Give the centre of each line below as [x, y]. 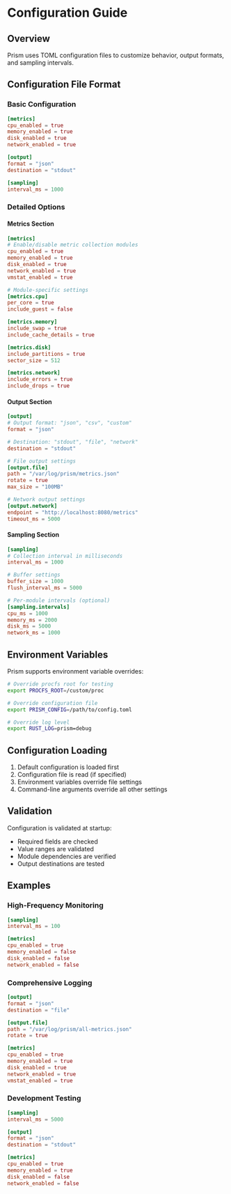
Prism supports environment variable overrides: [75, 672]
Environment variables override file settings [80, 782]
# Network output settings [46, 499]
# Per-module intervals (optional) [59, 600]
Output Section [30, 401]
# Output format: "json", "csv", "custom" [70, 423]
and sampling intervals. [41, 63]
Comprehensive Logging [50, 982]
